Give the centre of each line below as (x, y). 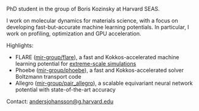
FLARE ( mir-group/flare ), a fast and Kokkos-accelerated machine (97, 57)
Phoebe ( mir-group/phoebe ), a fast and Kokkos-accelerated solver (99, 70)
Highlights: (20, 45)
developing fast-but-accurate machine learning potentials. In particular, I (98, 27)
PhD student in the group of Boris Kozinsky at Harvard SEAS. (83, 9)
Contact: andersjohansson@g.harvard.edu (60, 101)
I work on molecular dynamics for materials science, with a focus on (92, 20)
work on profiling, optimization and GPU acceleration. (74, 34)
